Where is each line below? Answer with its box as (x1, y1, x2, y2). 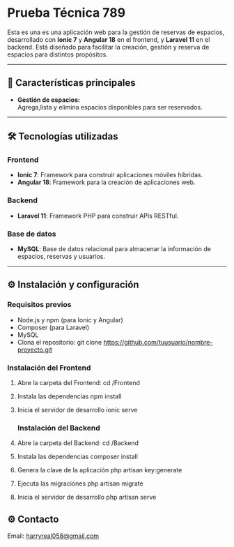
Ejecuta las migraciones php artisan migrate (17, 479, 144, 488)
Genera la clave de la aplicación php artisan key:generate (17, 466, 182, 474)
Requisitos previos (7, 300, 72, 310)
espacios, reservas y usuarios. (17, 253, 106, 261)
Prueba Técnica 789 (7, 5, 126, 21)
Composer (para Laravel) (17, 323, 90, 331)
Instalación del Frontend (7, 363, 91, 373)
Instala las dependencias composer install (17, 452, 138, 461)
